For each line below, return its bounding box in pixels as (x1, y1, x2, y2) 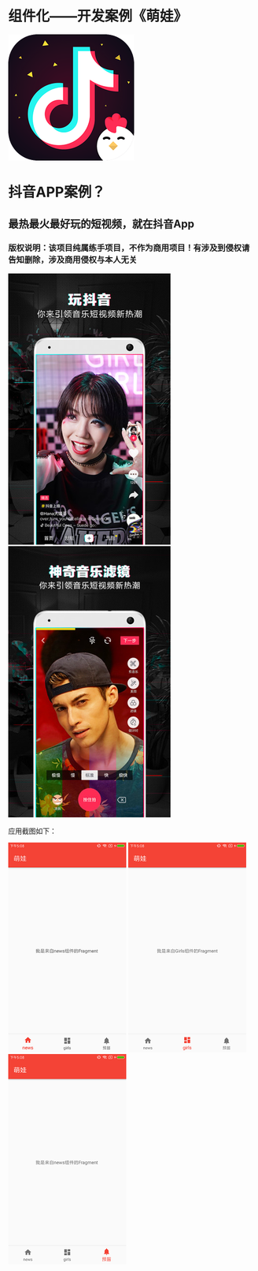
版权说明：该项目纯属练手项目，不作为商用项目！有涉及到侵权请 (8, 242, 250, 253)
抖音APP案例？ (8, 183, 106, 201)
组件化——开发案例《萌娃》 (8, 7, 188, 25)
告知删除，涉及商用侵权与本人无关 (8, 254, 138, 265)
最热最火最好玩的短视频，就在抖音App (8, 217, 195, 230)
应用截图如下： (8, 826, 57, 835)
